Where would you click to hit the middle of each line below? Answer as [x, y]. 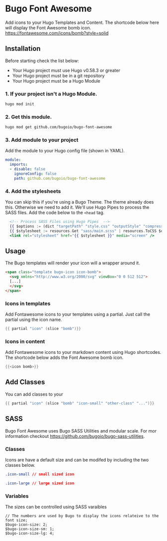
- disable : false [28, 169]
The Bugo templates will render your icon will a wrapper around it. [73, 263]
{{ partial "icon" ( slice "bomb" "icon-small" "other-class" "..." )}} [80, 403]
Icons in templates [28, 303]
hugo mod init [20, 104]
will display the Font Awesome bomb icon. [48, 27]
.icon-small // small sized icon [40, 474]
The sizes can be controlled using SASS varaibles [56, 507]
